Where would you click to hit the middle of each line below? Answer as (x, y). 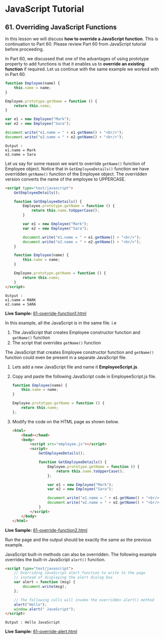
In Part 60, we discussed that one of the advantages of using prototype (77, 59)
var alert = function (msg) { (45, 582)
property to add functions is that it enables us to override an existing (75, 64)
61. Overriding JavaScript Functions (61, 27)
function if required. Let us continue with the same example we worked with (82, 69)
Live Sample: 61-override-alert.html (41, 632)
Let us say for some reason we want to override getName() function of (75, 163)
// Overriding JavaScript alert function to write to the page (80, 573)
